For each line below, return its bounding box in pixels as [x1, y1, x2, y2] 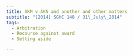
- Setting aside [11, 36, 51, 42]
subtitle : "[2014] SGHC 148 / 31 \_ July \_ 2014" [6, 14, 122, 20]
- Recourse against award [11, 31, 75, 37]
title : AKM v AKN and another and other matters [6, 8, 128, 15]
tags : [6, 19, 19, 25]
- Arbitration [11, 25, 46, 31]
